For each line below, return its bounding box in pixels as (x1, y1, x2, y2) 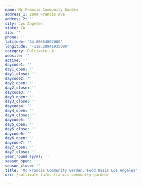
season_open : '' (5, 158, 38, 163)
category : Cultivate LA (5, 48, 54, 53)
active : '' (5, 58, 28, 63)
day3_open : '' (5, 94, 35, 99)
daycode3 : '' (5, 90, 32, 95)
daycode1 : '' (5, 62, 32, 67)
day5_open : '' (5, 122, 35, 127)
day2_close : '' (5, 85, 36, 90)
